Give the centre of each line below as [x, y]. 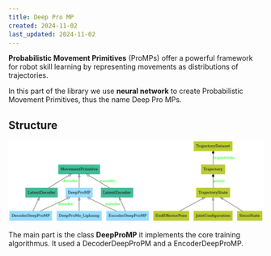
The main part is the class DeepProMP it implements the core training [125, 234]
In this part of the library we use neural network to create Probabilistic [126, 91]
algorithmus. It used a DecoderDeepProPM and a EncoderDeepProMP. [126, 243]
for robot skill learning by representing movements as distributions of [123, 67]
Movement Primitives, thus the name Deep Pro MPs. [95, 100]
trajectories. [28, 75]
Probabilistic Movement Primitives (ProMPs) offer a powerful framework [131, 58]
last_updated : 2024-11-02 [52, 34]
